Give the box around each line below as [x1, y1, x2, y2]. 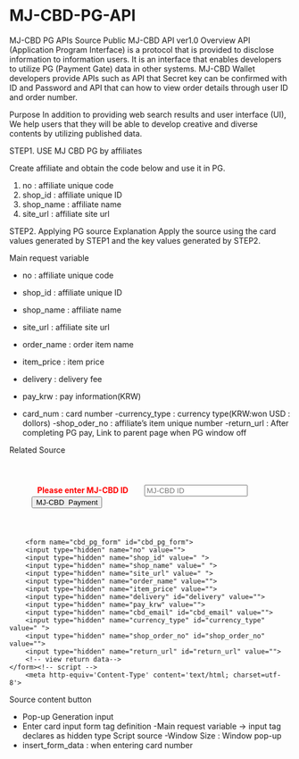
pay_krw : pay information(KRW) [21, 390, 141, 402]
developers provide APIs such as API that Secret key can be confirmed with [9, 72, 287, 83]
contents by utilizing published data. [9, 128, 143, 138]
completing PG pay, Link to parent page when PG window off [21, 427, 247, 438]
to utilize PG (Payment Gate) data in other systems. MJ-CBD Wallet [9, 63, 256, 74]
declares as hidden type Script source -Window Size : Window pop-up [21, 730, 282, 741]
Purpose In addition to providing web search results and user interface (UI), [9, 109, 287, 120]
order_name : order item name [21, 338, 134, 349]
